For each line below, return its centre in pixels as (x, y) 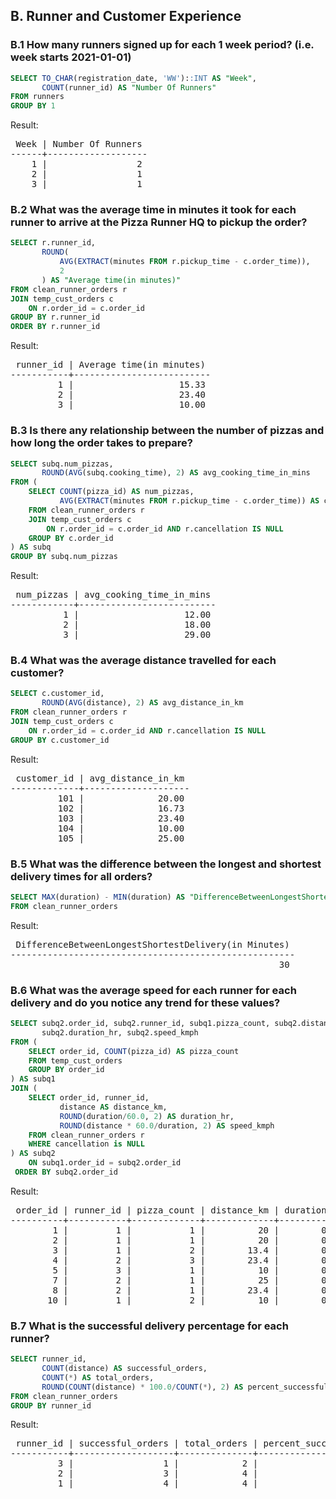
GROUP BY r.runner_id (55, 317)
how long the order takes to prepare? (102, 443)
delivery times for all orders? (81, 876)
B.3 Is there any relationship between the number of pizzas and (167, 431)
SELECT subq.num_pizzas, (62, 464)
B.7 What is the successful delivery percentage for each (149, 1326)
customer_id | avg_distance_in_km (100, 778)
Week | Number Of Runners (79, 144)
